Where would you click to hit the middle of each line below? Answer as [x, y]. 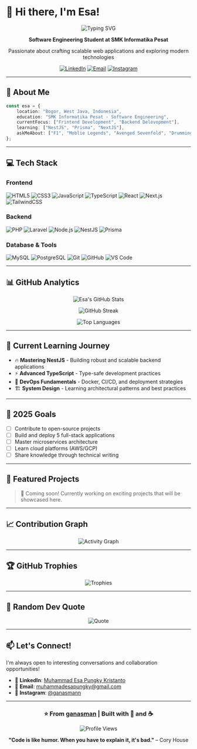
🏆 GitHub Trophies [42, 566]
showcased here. [41, 499]
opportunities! [23, 669]
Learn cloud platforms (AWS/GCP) [56, 448]
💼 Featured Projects [43, 479]
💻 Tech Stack [32, 163]
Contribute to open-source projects [57, 428]
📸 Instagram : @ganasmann [48, 692]
